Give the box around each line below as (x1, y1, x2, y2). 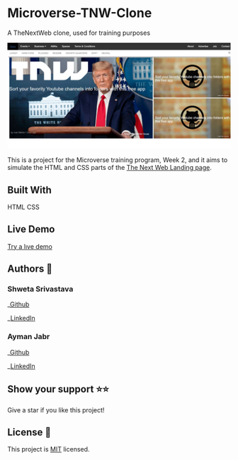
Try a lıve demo (7, 242, 53, 250)
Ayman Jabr (7, 332, 50, 342)
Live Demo (7, 223, 55, 235)
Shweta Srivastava (7, 284, 74, 294)
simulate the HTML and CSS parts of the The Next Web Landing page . (7, 164, 212, 172)
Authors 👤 (7, 263, 53, 275)
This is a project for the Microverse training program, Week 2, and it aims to (7, 156, 228, 164)
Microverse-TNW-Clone (7, 5, 152, 21)
